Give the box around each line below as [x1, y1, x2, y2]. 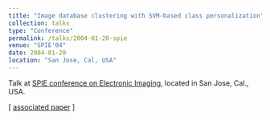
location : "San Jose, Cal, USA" [8, 57, 117, 65]
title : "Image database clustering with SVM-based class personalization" [8, 11, 264, 20]
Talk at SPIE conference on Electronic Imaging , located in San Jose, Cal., [8, 78, 249, 88]
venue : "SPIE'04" [8, 42, 67, 50]
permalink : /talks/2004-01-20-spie [8, 34, 128, 42]
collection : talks [8, 19, 70, 27]
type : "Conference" [8, 26, 74, 34]
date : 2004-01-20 [8, 49, 67, 57]
